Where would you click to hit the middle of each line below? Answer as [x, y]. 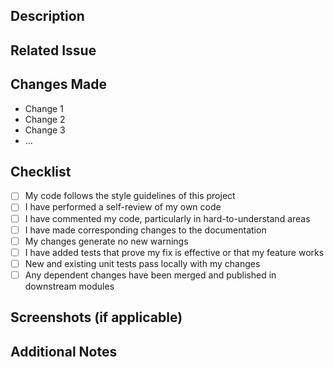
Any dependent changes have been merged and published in [150, 275]
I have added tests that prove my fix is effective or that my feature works [174, 252]
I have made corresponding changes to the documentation [145, 230]
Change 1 [44, 108]
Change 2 [45, 119]
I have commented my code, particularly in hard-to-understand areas [167, 218]
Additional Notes [64, 351]
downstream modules [69, 286]
